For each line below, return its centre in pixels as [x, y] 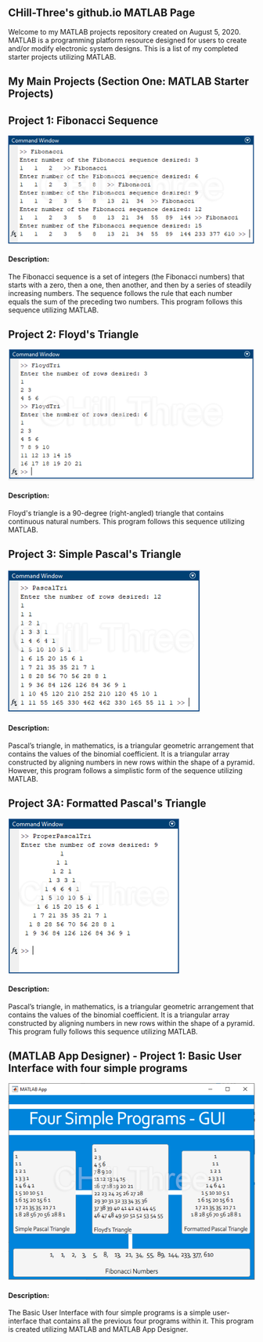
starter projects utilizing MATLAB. [62, 57]
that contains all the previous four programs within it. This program [146, 1321]
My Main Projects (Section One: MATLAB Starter [128, 82]
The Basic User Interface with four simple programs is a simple [110, 1313]
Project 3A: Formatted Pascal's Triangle [107, 804]
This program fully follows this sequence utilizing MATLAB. [103, 1031]
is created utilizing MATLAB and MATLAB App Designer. [98, 1329]
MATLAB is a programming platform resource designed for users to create [128, 40]
